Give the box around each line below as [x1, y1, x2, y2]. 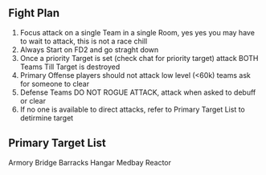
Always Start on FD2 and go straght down [19, 44, 159, 55]
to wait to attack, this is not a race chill [19, 36, 148, 46]
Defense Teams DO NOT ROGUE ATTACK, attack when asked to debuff [19, 87, 256, 97]
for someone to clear [19, 79, 90, 88]
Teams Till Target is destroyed [19, 62, 121, 71]
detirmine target [19, 112, 74, 123]
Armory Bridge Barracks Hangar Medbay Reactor [8, 157, 171, 167]
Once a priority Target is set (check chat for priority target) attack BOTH [19, 53, 259, 63]
